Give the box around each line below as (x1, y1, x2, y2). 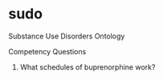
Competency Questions (8, 46, 87, 56)
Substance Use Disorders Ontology (8, 31, 125, 41)
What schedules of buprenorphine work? (19, 62, 156, 72)
